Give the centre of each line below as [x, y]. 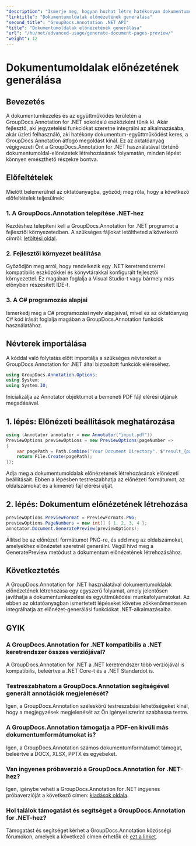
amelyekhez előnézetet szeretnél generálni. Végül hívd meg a [80, 546]
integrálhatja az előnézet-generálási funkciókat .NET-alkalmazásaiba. [89, 609]
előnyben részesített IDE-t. [38, 285]
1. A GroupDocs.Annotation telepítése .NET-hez [75, 213]
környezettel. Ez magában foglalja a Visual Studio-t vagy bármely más [90, 279]
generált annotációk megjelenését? [57, 693]
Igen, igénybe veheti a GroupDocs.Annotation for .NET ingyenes [83, 789]
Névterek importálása [46, 344]
